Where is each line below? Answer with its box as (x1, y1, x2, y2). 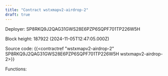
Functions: (5, 66, 27, 72)
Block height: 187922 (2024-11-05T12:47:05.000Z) (5, 36, 109, 42)
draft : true (5, 12, 30, 17)
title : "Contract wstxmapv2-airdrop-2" (5, 7, 89, 13)
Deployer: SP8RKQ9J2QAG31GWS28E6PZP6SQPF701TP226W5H (5, 26, 140, 32)
